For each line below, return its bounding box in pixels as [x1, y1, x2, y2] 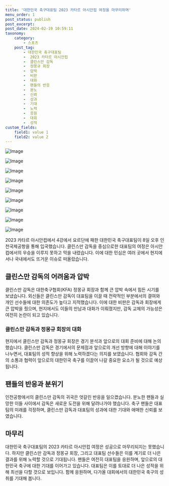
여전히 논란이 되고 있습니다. [5, 312, 60, 318]
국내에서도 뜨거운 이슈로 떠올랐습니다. [14, 256, 89, 262]
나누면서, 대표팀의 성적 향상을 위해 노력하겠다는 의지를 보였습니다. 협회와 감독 [5, 351, 157, 357]
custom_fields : [5, 125, 37, 130]
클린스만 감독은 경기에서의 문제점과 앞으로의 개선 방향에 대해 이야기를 [24, 344, 160, 350]
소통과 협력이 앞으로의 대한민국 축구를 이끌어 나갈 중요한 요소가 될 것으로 [10, 357, 153, 363]
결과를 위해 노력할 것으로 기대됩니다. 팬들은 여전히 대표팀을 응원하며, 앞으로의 [5, 456, 157, 462]
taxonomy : [5, 31, 26, 36]
